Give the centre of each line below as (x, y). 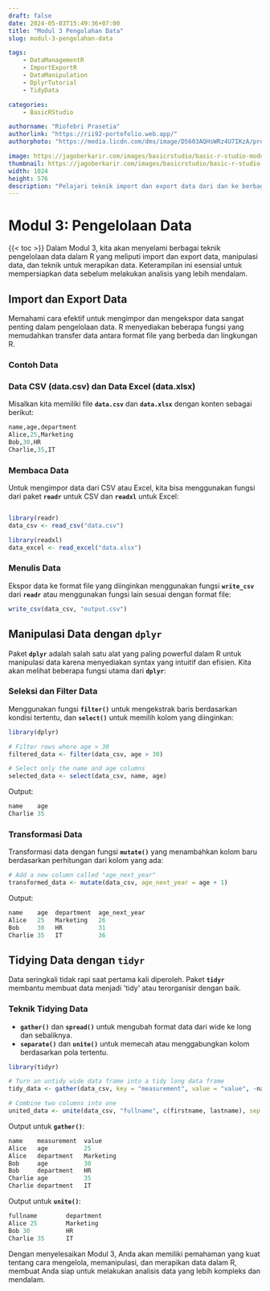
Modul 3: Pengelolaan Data (100, 226)
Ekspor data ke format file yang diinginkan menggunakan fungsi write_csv (131, 586)
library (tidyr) (34, 1067)
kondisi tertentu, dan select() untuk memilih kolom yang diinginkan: (121, 717)
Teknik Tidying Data (48, 1009)
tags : (17, 53)
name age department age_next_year (77, 913)
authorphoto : (30, 142)
